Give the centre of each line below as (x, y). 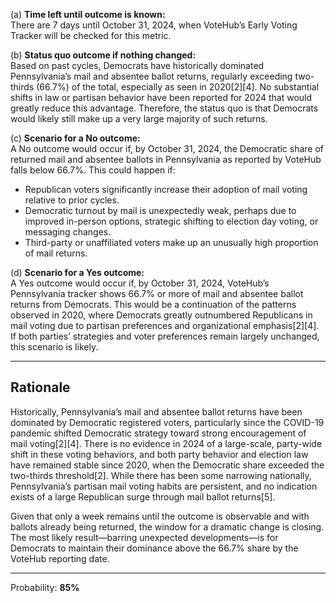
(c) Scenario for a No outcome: (75, 138)
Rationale (40, 387)
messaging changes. (68, 232)
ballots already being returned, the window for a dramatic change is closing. (167, 526)
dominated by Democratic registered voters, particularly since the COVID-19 (167, 422)
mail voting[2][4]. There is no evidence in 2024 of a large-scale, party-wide (166, 443)
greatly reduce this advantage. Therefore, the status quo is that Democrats (164, 108)
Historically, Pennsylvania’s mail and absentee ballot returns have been (156, 411)
